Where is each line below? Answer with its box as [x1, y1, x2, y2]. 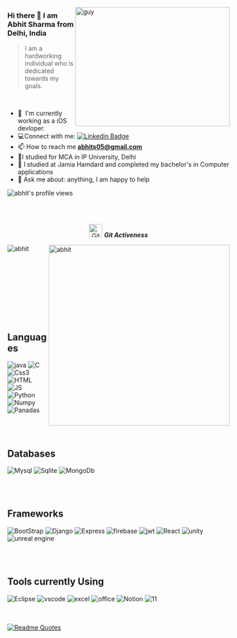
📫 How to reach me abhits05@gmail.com [17, 143, 142, 151]
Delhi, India [7, 28, 47, 38]
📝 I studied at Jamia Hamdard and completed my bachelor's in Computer [17, 160, 229, 169]
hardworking [24, 52, 62, 60]
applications [17, 168, 54, 176]
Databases [7, 447, 56, 459]
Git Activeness [104, 231, 148, 239]
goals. [24, 82, 43, 90]
